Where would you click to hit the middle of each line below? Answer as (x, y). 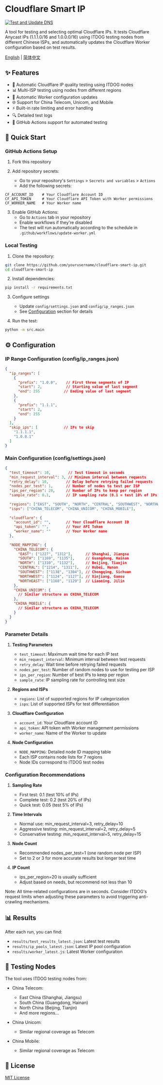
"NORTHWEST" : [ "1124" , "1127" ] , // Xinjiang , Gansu (71, 576)
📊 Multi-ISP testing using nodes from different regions (67, 90)
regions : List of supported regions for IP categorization (74, 698)
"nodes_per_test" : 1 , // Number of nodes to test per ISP (75, 486)
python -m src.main (25, 330)
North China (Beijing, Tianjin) (48, 1008)
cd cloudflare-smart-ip (29, 270)
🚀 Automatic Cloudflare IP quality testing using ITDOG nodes (73, 85)
